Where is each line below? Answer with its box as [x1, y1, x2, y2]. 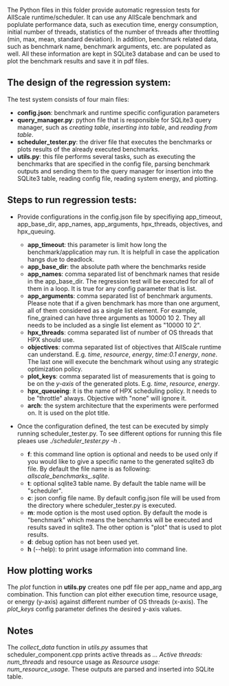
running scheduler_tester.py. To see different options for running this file [17, 429, 222, 438]
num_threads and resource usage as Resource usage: [7, 658, 160, 666]
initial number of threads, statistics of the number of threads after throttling [7, 28, 220, 36]
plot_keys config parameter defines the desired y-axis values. [7, 605, 182, 613]
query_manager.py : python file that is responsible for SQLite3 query [17, 116, 212, 124]
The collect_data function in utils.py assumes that [7, 643, 148, 652]
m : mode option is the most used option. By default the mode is [27, 508, 208, 517]
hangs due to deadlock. [27, 255, 95, 264]
